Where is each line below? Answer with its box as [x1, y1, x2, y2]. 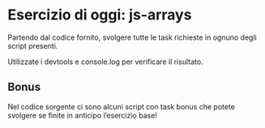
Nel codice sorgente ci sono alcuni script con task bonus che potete [7, 101, 236, 111]
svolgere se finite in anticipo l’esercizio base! [7, 110, 157, 120]
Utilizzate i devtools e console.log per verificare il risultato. [7, 57, 203, 66]
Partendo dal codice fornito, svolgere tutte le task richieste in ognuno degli [7, 32, 257, 42]
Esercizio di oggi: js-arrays [7, 6, 192, 24]
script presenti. [7, 41, 58, 50]
